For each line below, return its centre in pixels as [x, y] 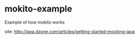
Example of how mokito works [35, 22]
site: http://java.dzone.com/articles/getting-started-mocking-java [70, 31]
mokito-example [38, 9]
